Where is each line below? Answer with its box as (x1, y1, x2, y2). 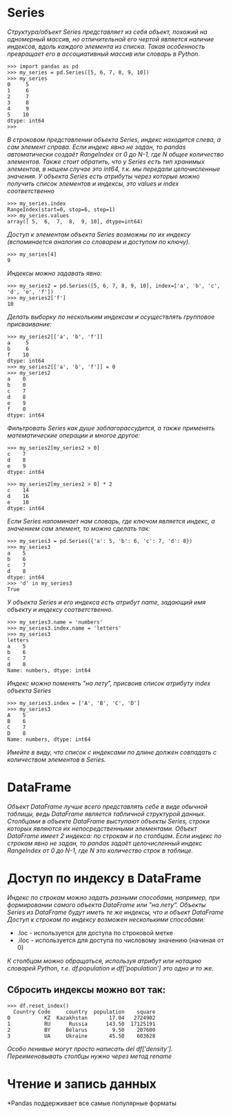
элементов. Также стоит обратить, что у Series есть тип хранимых (7, 157, 205, 166)
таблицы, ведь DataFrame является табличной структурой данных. (7, 809, 206, 818)
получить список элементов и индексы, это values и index (7, 179, 179, 188)
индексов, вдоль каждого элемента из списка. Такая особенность (7, 42, 205, 50)
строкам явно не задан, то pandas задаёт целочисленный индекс (7, 839, 203, 847)
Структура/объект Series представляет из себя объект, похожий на (7, 28, 208, 36)
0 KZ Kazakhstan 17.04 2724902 (7, 1014, 156, 1022)
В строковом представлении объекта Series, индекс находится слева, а (7, 135, 221, 143)
